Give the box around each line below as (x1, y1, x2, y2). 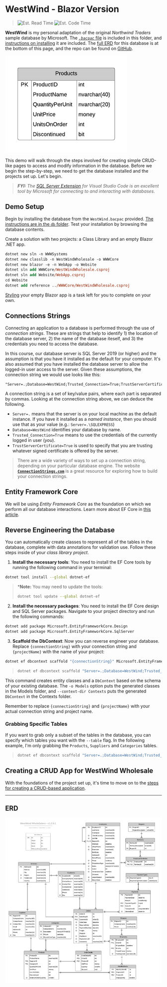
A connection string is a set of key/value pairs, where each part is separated (5, 391, 162, 396)
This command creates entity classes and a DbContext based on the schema (5, 678, 161, 684)
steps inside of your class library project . (5, 550, 89, 556)
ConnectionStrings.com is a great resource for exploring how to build (17, 468, 158, 474)
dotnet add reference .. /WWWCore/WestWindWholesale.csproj (5, 283, 130, 288)
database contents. (5, 226, 45, 232)
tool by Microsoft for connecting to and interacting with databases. (17, 188, 156, 194)
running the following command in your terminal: (12, 565, 112, 571)
